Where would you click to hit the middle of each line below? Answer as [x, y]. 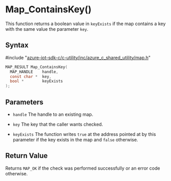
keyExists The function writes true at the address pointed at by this [84, 134]
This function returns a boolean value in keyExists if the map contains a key [85, 24]
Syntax [17, 45]
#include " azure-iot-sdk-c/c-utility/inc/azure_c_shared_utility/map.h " [78, 57]
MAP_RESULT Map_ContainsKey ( [36, 67]
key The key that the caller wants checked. [58, 124]
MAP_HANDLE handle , [34, 72]
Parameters [24, 102]
